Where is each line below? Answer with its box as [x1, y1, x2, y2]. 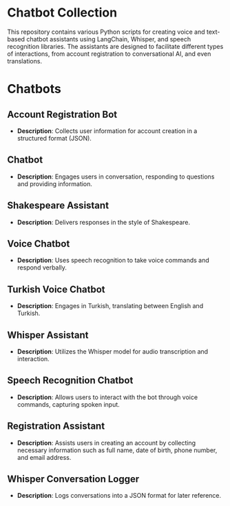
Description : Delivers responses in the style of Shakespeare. [17, 218, 191, 226]
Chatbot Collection [7, 5, 118, 21]
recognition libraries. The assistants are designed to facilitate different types [7, 42, 224, 50]
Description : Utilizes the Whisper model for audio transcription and [17, 347, 209, 356]
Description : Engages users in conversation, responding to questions [17, 172, 215, 181]
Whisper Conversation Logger [7, 474, 140, 485]
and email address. [17, 453, 72, 461]
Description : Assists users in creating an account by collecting [17, 438, 196, 447]
